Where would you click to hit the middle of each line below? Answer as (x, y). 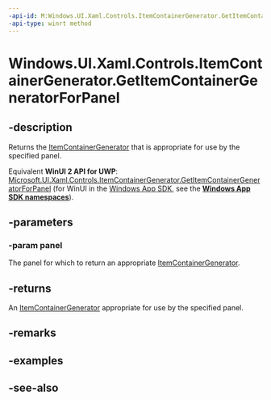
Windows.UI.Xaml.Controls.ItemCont (135, 63)
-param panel (35, 245)
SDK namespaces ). (41, 197)
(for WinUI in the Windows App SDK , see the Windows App (152, 188)
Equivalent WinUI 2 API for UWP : (63, 171)
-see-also (33, 388)
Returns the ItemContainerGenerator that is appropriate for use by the (124, 147)
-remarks (32, 333)
